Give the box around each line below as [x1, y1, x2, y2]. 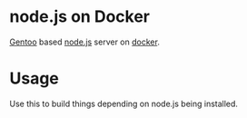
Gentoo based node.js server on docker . [9, 36, 161, 47]
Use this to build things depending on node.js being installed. [9, 98, 239, 109]
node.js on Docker [9, 6, 150, 27]
